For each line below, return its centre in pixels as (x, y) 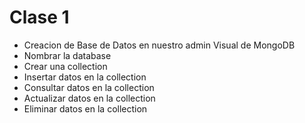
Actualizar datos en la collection (89, 98)
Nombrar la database (67, 55)
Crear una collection (65, 66)
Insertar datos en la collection (85, 77)
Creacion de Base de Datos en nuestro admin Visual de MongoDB (159, 45)
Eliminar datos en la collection (85, 108)
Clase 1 (39, 17)
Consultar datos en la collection (89, 87)
